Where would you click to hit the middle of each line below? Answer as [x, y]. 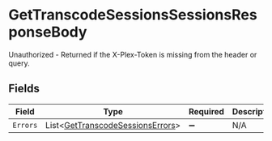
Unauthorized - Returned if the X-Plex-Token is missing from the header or [133, 54]
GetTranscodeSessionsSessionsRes [133, 15]
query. [19, 63]
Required [207, 111]
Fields [24, 89]
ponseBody [48, 32]
